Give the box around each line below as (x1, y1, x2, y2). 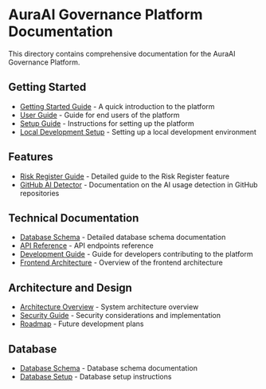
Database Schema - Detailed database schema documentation (19, 233, 226, 242)
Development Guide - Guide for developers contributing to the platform (19, 250, 253, 259)
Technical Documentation (8, 211, 139, 225)
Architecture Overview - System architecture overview (19, 302, 199, 312)
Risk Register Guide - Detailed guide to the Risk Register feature (19, 171, 229, 181)
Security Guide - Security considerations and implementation (19, 311, 221, 320)
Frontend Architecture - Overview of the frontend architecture (19, 257, 223, 268)
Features (8, 150, 53, 164)
